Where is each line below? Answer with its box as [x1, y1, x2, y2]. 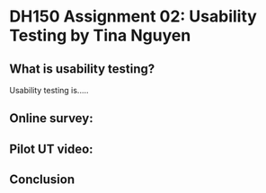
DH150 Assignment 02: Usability [9, 6, 258, 27]
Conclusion [9, 172, 75, 188]
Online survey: [9, 110, 93, 127]
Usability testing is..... [9, 85, 89, 95]
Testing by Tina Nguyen [9, 25, 191, 46]
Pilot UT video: [9, 141, 93, 156]
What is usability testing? [9, 61, 155, 76]
